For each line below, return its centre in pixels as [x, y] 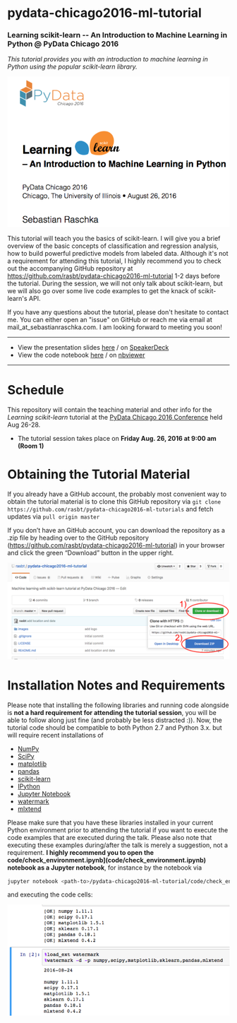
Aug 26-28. [24, 425]
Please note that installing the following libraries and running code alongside [118, 705]
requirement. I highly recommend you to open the [80, 852]
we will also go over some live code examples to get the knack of [102, 291]
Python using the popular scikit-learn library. [72, 67]
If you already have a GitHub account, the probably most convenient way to [117, 494]
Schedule [36, 390]
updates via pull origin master [54, 516]
